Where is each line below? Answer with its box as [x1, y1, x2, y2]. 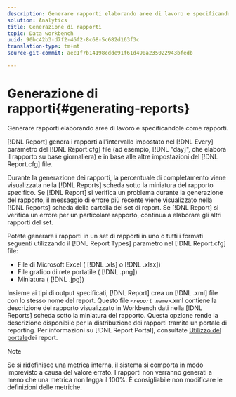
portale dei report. [7, 333, 58, 342]
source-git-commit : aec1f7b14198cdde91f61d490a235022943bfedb [7, 50, 193, 57]
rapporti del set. [7, 218, 54, 227]
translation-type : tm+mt [7, 43, 80, 50]
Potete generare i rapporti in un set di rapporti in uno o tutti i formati [7, 231, 204, 240]
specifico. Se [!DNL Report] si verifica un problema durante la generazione [7, 188, 223, 196]
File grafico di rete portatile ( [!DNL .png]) [17, 267, 138, 276]
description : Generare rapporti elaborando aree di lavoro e [7, 10, 190, 18]
